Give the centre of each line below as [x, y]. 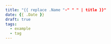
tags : [11, 24]
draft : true [18, 19]
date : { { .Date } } [25, 15]
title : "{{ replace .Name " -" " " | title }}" [56, 10]
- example [20, 29]
